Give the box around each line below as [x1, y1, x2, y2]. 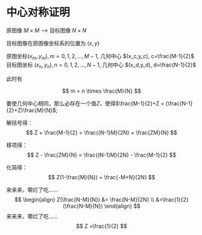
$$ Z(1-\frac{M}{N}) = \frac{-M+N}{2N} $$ [48, 173, 155, 180]
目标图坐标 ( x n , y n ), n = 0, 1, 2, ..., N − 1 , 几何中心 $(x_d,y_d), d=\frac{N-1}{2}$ [6, 61, 197, 70]
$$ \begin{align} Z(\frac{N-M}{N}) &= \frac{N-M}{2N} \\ [15, 196, 155, 203]
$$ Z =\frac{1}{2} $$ [76, 222, 128, 230]
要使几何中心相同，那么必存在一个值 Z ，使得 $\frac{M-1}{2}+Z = [6, 99, 165, 107]
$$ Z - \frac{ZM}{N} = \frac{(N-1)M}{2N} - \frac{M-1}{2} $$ [27, 151, 177, 158]
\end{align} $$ [104, 202, 141, 210]
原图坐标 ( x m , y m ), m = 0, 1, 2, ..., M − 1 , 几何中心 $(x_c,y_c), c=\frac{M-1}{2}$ [6, 52, 195, 61]
